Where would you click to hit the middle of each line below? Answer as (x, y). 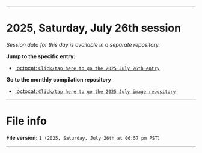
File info (26, 121)
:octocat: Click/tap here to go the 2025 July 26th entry (87, 68)
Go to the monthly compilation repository (59, 79)
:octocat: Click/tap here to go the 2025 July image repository (95, 91)
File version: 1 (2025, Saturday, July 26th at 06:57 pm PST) (83, 137)
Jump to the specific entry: (41, 56)
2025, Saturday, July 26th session (94, 28)
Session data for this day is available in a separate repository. (83, 44)
